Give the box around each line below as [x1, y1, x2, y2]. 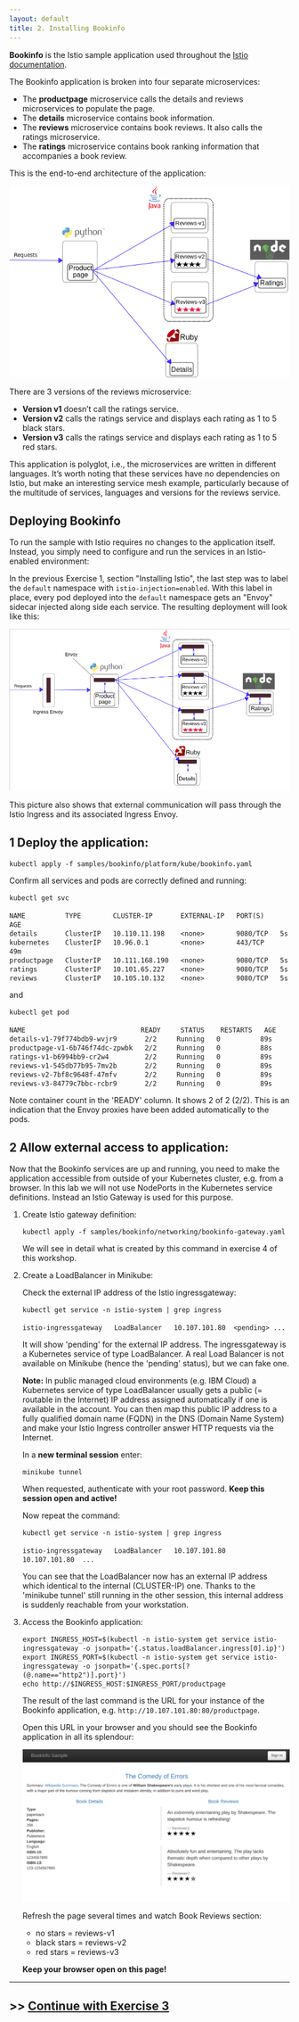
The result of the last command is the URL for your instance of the [21, 1696, 265, 1706]
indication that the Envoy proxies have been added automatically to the [9, 1104, 270, 1115]
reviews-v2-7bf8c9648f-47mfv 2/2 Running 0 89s [9, 1070, 273, 1079]
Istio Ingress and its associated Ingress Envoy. [9, 809, 179, 820]
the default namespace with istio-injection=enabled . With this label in [9, 582, 273, 593]
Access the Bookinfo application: [21, 1617, 144, 1628]
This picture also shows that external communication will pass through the [9, 799, 282, 811]
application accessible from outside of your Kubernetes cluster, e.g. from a [9, 1173, 284, 1184]
